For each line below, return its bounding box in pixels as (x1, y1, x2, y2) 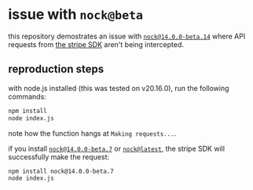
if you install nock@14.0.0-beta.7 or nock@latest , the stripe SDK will (8, 144, 225, 153)
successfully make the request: (8, 152, 110, 162)
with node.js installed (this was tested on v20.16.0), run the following (8, 83, 229, 93)
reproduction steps (8, 63, 104, 76)
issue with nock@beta (8, 5, 144, 24)
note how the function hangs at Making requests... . (8, 128, 177, 138)
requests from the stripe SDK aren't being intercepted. (8, 39, 185, 49)
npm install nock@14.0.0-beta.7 (8, 167, 114, 175)
